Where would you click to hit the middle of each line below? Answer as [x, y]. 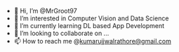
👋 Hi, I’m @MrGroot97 [45, 11]
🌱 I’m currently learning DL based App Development [89, 26]
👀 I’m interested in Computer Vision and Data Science [91, 18]
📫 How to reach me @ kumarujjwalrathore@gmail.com [93, 41]
